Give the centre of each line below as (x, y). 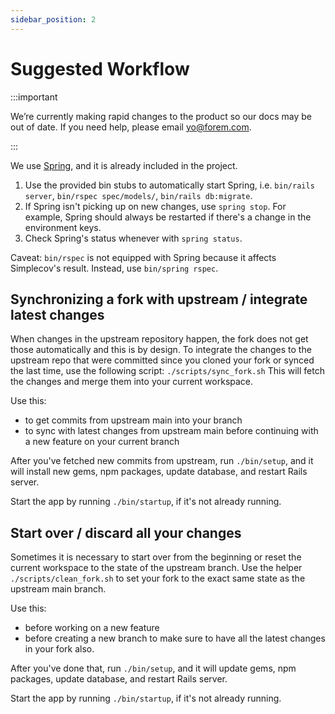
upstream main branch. (58, 589)
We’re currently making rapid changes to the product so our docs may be (161, 116)
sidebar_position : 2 (53, 19)
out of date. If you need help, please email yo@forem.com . (131, 127)
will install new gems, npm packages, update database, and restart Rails (159, 472)
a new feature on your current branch (102, 442)
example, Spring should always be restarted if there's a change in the (168, 217)
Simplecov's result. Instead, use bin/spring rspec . (114, 268)
